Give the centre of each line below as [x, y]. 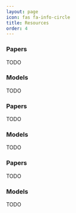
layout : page [22, 12]
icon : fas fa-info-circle [38, 17]
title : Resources [28, 23]
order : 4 [17, 28]
